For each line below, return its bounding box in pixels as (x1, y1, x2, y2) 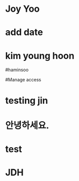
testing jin (5, 95, 48, 106)
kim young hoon (5, 50, 74, 61)
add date (5, 27, 43, 38)
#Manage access (5, 77, 42, 83)
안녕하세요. (5, 120, 50, 131)
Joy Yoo (5, 3, 40, 15)
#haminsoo (5, 67, 29, 73)
